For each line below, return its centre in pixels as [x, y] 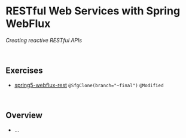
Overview [24, 116]
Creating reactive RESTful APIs [44, 40]
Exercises [24, 71]
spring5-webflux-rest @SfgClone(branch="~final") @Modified [89, 85]
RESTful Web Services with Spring [93, 11]
